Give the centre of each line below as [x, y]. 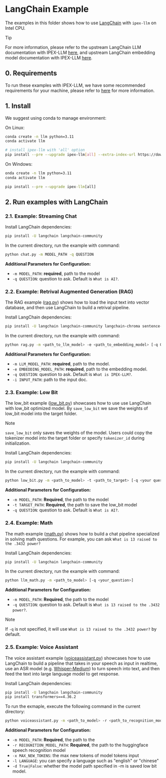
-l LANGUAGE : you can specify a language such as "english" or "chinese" [85, 761]
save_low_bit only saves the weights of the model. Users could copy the [79, 433]
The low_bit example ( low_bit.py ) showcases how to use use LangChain [78, 403]
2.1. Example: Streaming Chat [41, 216]
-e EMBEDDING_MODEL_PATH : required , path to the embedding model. [80, 369]
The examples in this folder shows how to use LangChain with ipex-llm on [81, 23]
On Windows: [19, 164]
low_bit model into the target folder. [41, 413]
